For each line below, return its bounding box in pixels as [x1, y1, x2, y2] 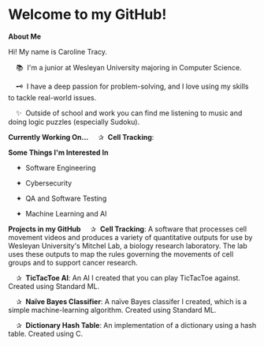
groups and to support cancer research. [8, 258, 138, 267]
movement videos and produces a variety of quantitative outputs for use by [8, 232, 253, 242]
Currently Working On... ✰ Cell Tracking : [8, 132, 154, 141]
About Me [8, 32, 42, 41]
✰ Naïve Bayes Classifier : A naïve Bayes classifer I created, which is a [15, 296, 247, 306]
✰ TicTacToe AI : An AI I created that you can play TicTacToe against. [15, 273, 240, 282]
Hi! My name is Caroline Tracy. [8, 47, 108, 56]
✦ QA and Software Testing [15, 194, 107, 203]
